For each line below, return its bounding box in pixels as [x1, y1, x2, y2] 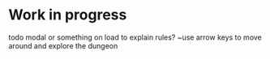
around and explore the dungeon [8, 40, 118, 50]
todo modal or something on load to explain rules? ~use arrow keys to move [8, 32, 262, 42]
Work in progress [8, 6, 127, 24]
